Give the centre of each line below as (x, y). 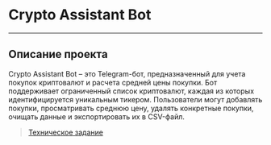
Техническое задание (65, 132)
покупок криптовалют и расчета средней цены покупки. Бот (113, 82)
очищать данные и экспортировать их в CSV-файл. (97, 116)
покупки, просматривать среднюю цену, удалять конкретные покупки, (131, 108)
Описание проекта (58, 54)
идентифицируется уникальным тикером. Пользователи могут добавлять (135, 99)
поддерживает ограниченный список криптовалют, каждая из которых (131, 91)
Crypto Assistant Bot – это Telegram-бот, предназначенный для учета (127, 73)
